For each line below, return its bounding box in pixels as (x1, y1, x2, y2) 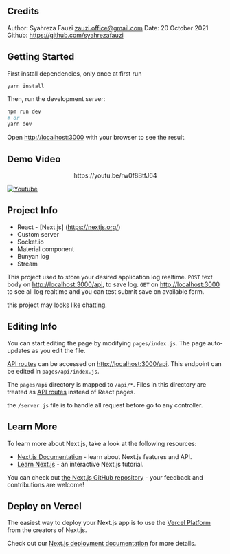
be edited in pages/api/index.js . (7, 367, 100, 375)
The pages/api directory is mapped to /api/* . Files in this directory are (7, 380, 207, 388)
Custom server (16, 230, 60, 238)
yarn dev (7, 120, 32, 128)
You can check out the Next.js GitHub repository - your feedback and (7, 473, 204, 481)
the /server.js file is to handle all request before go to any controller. (7, 401, 203, 409)
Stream (16, 259, 38, 268)
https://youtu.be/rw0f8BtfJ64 (73, 171, 157, 180)
